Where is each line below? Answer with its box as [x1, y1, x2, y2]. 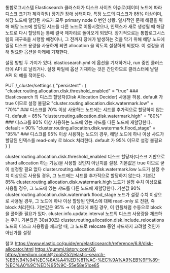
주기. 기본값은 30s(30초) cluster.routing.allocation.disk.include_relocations [10, 217, 164, 223]
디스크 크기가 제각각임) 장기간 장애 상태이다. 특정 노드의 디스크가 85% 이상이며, [5, 11, 163, 17]
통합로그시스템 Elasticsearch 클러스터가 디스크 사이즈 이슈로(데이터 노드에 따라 [5, 5, 162, 10]
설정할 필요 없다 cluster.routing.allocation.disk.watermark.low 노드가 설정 [10, 166, 160, 172]
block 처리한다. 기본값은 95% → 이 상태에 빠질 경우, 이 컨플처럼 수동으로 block [5, 204, 162, 210]
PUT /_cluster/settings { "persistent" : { [5, 83, 87, 88]
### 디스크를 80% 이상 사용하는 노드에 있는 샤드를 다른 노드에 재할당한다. [5, 119, 152, 125]
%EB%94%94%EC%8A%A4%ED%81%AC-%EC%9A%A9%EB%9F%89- [5, 257, 160, 263]
